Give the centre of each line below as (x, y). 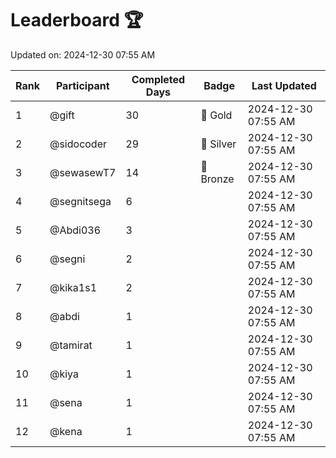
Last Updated (284, 85)
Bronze (217, 179)
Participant (82, 85)
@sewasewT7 (83, 172)
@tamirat (71, 345)
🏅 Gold (216, 115)
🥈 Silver (218, 144)
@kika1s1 (73, 287)
